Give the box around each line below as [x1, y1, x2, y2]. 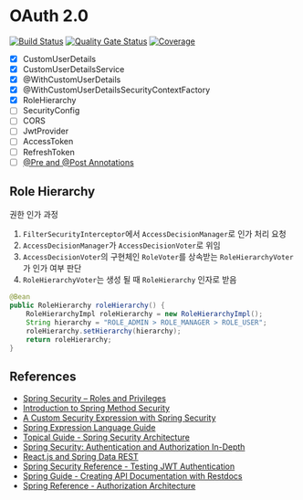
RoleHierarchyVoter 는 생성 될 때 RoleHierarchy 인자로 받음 [22, 274, 237, 285]
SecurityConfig [22, 105, 80, 116]
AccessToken [22, 136, 74, 147]
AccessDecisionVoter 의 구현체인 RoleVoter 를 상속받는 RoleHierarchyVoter [22, 251, 294, 262]
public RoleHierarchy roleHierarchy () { [9, 301, 166, 311]
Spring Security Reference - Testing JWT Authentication [22, 461, 235, 472]
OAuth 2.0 [9, 5, 89, 27]
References [9, 368, 77, 384]
